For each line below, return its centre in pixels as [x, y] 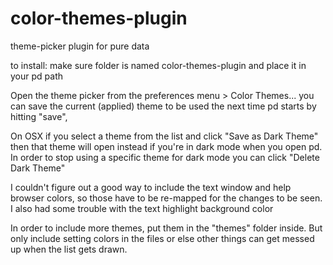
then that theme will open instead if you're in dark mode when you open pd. [166, 146]
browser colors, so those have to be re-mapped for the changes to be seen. [166, 198]
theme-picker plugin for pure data [80, 46]
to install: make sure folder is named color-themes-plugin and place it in [158, 65]
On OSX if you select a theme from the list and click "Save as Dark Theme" [164, 136]
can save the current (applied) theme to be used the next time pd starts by [163, 106]
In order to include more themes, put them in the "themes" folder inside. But [166, 228]
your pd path [36, 76]
